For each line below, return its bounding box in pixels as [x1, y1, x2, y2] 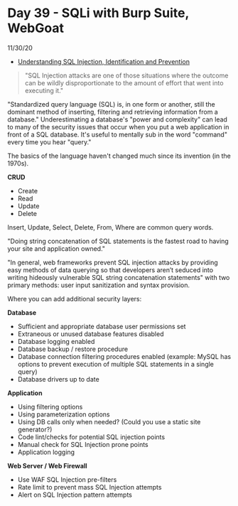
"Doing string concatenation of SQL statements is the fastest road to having [7, 237, 229, 245]
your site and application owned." [7, 244, 105, 253]
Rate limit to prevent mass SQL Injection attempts [17, 483, 162, 491]
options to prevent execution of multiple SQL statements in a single [17, 360, 215, 368]
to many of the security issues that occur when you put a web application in [7, 122, 229, 131]
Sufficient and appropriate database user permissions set [17, 322, 186, 330]
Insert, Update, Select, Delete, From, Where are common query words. [7, 222, 214, 232]
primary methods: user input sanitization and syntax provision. [7, 281, 190, 289]
